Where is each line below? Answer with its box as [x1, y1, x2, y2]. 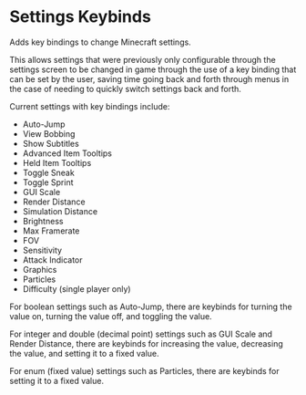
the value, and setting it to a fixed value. [9, 348, 159, 359]
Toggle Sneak [22, 167, 75, 178]
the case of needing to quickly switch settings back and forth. [9, 83, 241, 94]
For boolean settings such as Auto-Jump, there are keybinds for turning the [9, 301, 293, 312]
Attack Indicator [22, 254, 83, 265]
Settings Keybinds [9, 6, 152, 27]
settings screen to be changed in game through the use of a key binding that [9, 64, 297, 75]
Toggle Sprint [22, 176, 75, 188]
